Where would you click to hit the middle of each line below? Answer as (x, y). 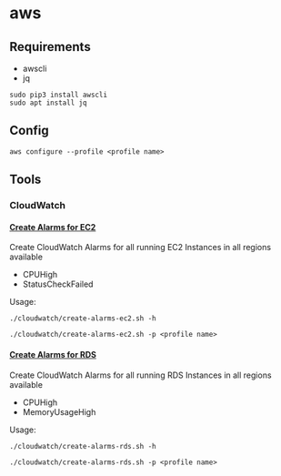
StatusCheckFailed (58, 284)
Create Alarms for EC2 (53, 227)
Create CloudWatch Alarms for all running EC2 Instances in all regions (140, 248)
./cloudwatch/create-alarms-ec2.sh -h (83, 319)
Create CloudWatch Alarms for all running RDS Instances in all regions (140, 375)
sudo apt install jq (49, 103)
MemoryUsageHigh (59, 411)
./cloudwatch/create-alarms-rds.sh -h (83, 446)
